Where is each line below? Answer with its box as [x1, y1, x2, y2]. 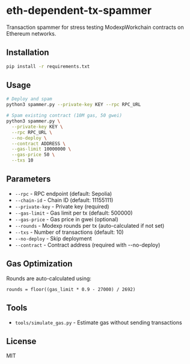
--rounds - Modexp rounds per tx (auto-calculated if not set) [14, 222, 165, 229]
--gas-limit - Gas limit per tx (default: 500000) [14, 209, 133, 216]
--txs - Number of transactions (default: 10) [14, 228, 124, 236]
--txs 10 [11, 157, 34, 163]
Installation [6, 48, 49, 58]
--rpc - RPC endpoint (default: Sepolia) [14, 190, 112, 197]
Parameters [6, 174, 51, 184]
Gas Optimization [6, 259, 73, 269]
